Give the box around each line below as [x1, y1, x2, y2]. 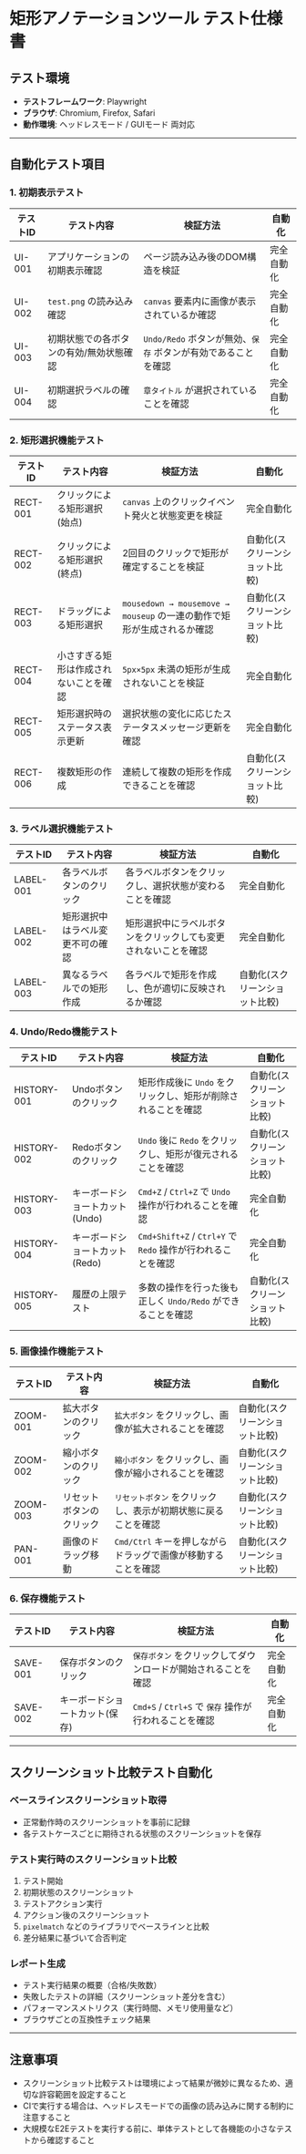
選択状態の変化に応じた [122, 707, 223, 720]
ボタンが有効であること [153, 345, 254, 358]
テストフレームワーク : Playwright [22, 97, 148, 107]
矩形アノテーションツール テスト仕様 [9, 8, 283, 29]
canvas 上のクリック [122, 495, 208, 508]
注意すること [22, 2112, 71, 2123]
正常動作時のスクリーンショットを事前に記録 [22, 1816, 191, 1828]
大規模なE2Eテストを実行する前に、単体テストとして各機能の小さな [22, 2123, 277, 2134]
